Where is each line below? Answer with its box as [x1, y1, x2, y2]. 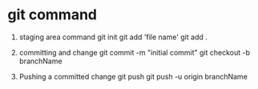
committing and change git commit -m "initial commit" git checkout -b [18, 47, 250, 57]
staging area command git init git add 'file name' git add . [18, 32, 208, 42]
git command [7, 6, 98, 24]
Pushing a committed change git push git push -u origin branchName [18, 71, 248, 81]
